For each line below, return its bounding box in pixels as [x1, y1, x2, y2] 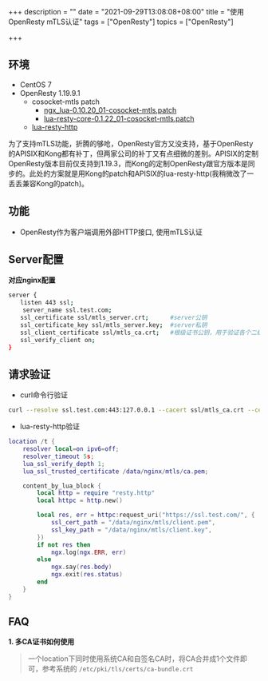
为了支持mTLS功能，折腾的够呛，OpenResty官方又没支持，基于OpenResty [8, 138, 254, 148]
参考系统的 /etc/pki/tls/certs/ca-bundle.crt [41, 664, 194, 674]
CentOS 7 [19, 79, 52, 90]
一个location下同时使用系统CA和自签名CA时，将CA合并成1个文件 [27, 654, 241, 663]
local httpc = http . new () [37, 496, 124, 505]
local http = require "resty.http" [37, 489, 156, 497]
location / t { [8, 438, 56, 446]
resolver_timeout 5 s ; [22, 452, 94, 460]
